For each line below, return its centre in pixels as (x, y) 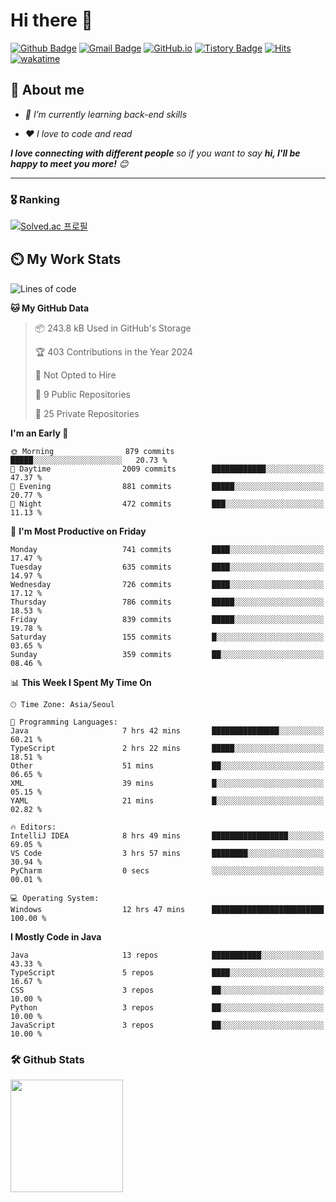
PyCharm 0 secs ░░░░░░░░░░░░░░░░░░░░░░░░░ (167, 870)
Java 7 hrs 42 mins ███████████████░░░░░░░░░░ (167, 730)
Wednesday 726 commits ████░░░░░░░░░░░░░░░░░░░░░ (167, 584)
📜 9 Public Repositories (82, 394)
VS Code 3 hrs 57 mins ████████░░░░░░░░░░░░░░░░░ (167, 853)
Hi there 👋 (51, 20)
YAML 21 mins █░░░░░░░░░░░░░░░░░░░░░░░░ (167, 800)
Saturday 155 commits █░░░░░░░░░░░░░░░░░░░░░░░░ (167, 637)
